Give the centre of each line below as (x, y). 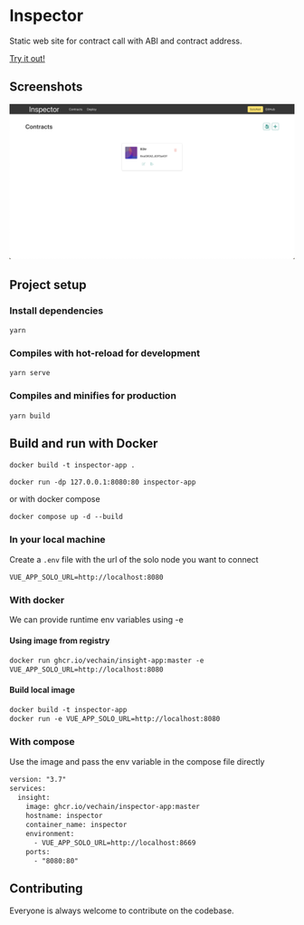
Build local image (42, 689)
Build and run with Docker (84, 443)
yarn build (30, 416)
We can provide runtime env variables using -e (96, 620)
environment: (50, 833)
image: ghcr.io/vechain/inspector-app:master (113, 806)
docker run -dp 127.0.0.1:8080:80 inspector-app (103, 482)
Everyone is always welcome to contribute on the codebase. (122, 911)
